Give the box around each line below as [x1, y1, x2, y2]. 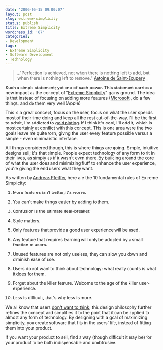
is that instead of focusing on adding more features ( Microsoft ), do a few [5, 95, 151, 101]
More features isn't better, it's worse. [12, 190, 87, 195]
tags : [5, 43, 16, 48]
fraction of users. [12, 242, 48, 248]
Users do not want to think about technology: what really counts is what [12, 266, 157, 272]
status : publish [5, 20, 38, 26]
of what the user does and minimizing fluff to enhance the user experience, [5, 160, 156, 166]
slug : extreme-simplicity [5, 16, 58, 21]
